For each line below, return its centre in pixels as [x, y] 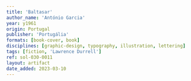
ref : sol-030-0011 [29, 57]
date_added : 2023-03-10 [36, 69]
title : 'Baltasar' [29, 12]
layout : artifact [28, 63]
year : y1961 [21, 23]
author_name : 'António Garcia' [46, 18]
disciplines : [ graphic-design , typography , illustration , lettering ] [96, 46]
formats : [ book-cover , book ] [43, 40]
